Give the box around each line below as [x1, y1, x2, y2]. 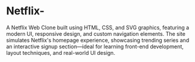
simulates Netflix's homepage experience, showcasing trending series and [6, 36, 190, 44]
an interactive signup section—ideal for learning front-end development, [6, 43, 184, 50]
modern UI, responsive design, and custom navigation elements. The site [6, 30, 186, 37]
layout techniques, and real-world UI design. [6, 49, 115, 56]
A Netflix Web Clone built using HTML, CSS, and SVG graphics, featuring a [6, 24, 190, 31]
